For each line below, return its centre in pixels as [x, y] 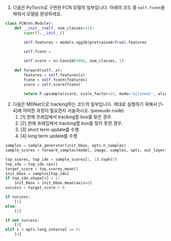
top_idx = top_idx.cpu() [32, 164]
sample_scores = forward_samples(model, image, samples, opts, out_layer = [86, 150]
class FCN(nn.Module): [29, 23]
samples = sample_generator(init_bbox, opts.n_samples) [66, 146]
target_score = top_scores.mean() [42, 169]
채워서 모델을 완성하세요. [37, 14]
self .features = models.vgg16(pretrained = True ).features [85, 42]
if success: [18, 197]
